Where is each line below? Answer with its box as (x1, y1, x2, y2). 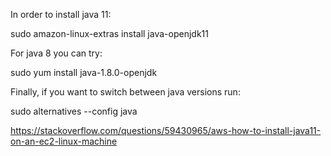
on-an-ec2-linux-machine (10, 135, 118, 147)
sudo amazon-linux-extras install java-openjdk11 (10, 28, 209, 39)
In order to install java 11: (10, 9, 112, 20)
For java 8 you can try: (10, 47, 103, 59)
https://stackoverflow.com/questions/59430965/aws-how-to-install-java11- (10, 125, 322, 136)
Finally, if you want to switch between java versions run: (10, 86, 241, 98)
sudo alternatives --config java (10, 105, 138, 117)
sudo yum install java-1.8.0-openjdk (10, 67, 158, 78)
